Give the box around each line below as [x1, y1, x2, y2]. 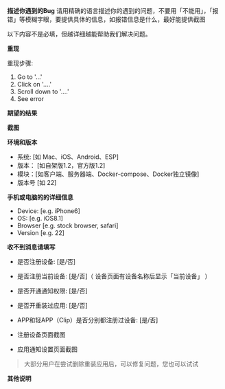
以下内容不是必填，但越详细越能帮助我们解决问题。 [7, 30, 152, 38]
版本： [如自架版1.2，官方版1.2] [16, 162, 106, 169]
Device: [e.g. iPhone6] [16, 207, 81, 215]
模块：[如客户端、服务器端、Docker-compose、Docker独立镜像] [16, 170, 200, 178]
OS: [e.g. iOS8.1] [16, 214, 64, 222]
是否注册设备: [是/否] [16, 258, 76, 265]
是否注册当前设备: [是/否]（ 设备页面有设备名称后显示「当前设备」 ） [16, 272, 211, 280]
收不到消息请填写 [7, 243, 56, 251]
